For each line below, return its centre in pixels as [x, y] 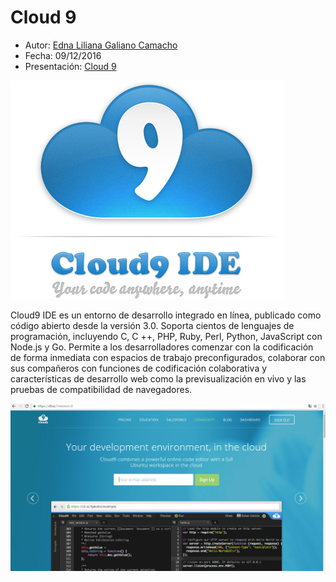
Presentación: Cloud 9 [70, 66]
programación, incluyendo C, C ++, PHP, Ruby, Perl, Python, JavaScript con [166, 336]
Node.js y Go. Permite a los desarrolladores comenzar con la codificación [162, 347]
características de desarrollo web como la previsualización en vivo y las [158, 378]
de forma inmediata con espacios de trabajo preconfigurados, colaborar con [168, 357]
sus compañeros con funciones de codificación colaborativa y [139, 368]
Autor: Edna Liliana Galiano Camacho [101, 45]
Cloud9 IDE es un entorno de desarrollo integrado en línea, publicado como [166, 315]
